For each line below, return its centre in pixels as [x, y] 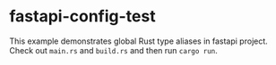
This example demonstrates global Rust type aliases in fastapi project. [139, 41]
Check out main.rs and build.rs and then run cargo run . [113, 50]
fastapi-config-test [82, 16]
